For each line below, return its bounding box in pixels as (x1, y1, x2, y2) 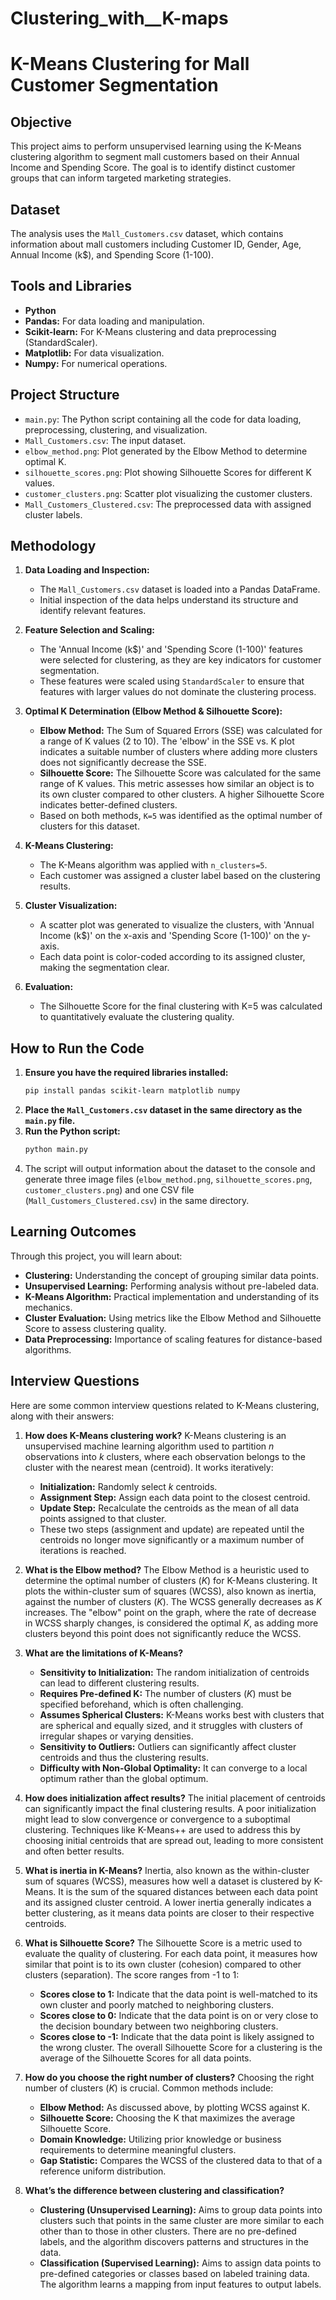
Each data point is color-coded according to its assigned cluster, (39, 951, 306, 963)
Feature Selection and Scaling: (24, 624, 155, 636)
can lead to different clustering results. (39, 1677, 200, 1689)
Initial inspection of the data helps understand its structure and (39, 594, 299, 606)
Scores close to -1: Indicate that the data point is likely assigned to (39, 2030, 315, 2042)
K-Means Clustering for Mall (10, 53, 250, 76)
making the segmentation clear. (39, 962, 170, 974)
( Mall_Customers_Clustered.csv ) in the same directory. (24, 1195, 250, 1206)
